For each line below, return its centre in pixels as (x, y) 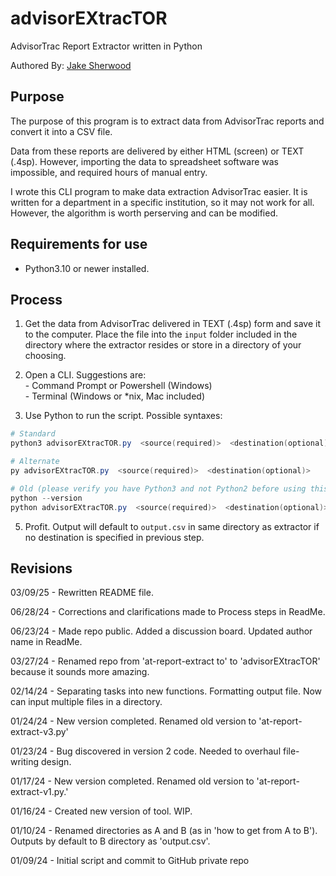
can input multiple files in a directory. (86, 702)
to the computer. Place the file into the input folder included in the (161, 334)
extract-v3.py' (39, 732)
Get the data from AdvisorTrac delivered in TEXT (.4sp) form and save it (172, 324)
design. (56, 762)
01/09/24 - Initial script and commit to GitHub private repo (130, 861)
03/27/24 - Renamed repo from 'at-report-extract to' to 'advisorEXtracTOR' (165, 661)
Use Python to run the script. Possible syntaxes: (123, 416)
